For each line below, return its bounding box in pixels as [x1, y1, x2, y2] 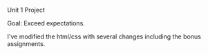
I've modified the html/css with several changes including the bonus [7, 32, 202, 41]
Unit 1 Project [7, 6, 45, 14]
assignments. [7, 40, 46, 47]
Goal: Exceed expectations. [7, 19, 85, 27]
